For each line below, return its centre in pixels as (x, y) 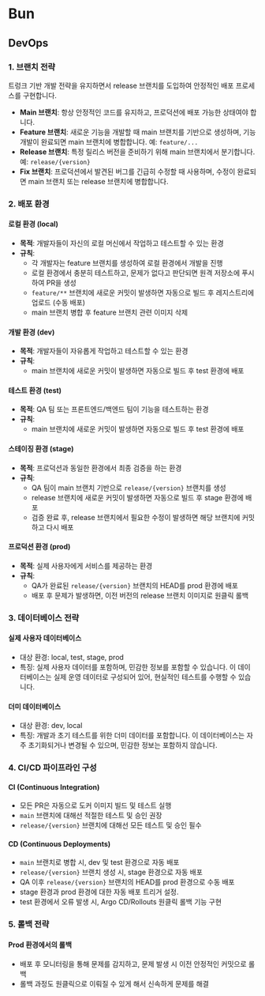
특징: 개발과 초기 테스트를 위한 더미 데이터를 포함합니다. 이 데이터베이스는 (132, 735)
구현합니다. (40, 95)
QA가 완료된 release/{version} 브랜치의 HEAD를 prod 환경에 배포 (135, 585)
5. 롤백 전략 (29, 924)
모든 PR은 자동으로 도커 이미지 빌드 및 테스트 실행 (95, 805)
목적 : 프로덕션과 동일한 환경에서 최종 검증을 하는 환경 (101, 468)
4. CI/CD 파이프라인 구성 (52, 768)
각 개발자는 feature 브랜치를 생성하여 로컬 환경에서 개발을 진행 (127, 263)
